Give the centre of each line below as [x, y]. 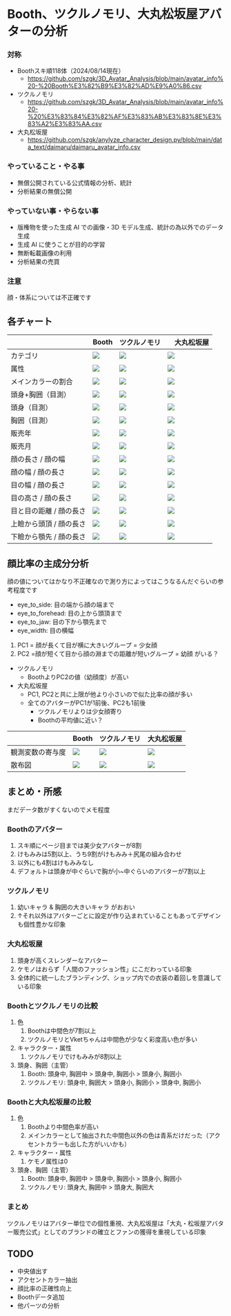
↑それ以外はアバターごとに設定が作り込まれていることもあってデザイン [119, 916]
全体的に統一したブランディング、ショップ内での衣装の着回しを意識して [119, 978]
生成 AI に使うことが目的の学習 [61, 245]
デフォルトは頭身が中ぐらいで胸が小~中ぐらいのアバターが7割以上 [111, 871]
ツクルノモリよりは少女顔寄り [80, 711]
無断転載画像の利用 [44, 253]
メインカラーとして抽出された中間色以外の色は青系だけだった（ [118, 1135]
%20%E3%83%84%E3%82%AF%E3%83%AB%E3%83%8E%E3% [124, 117]
